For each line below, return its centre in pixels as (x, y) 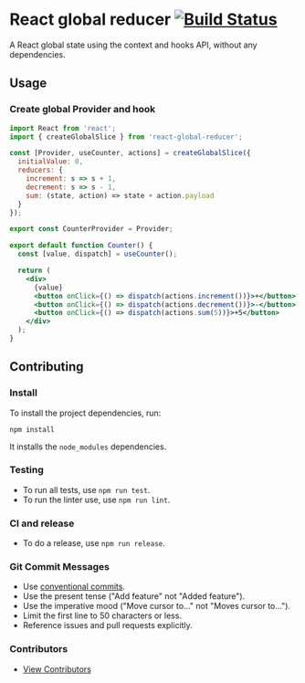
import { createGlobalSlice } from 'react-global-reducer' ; (126, 137)
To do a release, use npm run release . (94, 543)
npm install (32, 429)
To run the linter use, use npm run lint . (96, 499)
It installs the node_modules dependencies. (88, 447)
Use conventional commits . (74, 587)
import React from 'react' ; (63, 128)
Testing (26, 470)
